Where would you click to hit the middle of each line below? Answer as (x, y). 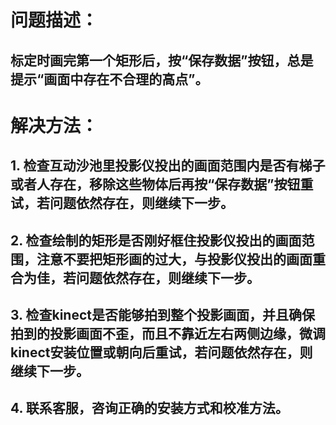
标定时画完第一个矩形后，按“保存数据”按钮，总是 (162, 60)
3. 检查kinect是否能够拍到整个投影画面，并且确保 (162, 314)
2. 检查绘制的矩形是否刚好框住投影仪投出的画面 (156, 240)
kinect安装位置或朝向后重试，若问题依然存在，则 (161, 352)
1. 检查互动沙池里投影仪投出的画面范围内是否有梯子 (168, 166)
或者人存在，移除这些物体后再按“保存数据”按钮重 (162, 184)
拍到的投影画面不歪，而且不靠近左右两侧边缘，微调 (168, 333)
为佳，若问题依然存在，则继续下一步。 (141, 277)
